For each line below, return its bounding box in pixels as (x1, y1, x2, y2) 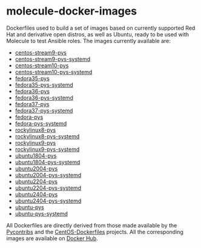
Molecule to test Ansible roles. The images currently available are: (6, 37, 171, 44)
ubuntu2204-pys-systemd (15, 184, 82, 192)
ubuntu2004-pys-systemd (15, 171, 82, 178)
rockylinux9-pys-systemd (15, 146, 80, 153)
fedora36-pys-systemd (15, 94, 74, 101)
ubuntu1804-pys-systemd (15, 158, 81, 166)
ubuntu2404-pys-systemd (15, 197, 82, 204)
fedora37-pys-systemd (15, 107, 73, 114)
